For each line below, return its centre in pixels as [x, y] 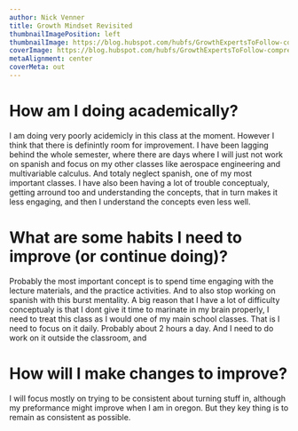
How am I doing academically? [124, 111]
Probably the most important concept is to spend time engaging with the [141, 281]
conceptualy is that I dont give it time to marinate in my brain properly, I [139, 309]
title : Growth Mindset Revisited [71, 26]
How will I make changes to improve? [149, 373]
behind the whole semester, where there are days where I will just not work [146, 154]
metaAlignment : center [51, 59]
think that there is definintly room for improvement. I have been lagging [139, 145]
